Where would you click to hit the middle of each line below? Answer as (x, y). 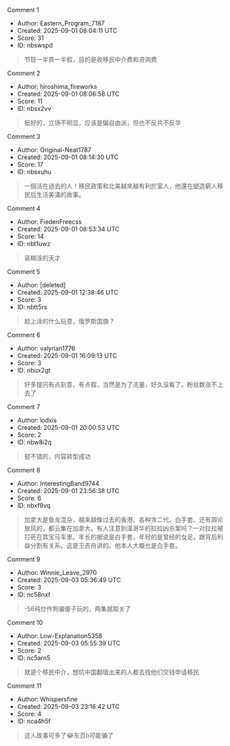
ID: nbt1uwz (34, 244)
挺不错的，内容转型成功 (57, 456)
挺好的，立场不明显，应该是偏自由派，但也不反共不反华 (102, 123)
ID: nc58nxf (34, 594)
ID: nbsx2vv (34, 108)
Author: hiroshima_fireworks (57, 86)
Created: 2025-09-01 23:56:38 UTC (68, 491)
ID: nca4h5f (34, 721)
